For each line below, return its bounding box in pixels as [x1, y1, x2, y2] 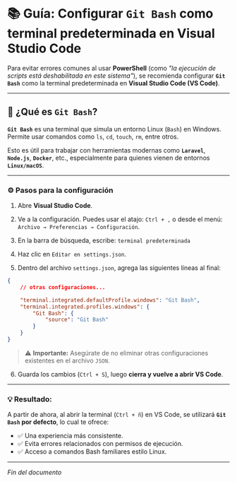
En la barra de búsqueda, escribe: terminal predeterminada [17, 236, 190, 245]
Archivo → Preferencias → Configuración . [17, 223, 140, 231]
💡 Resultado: [7, 394, 53, 404]
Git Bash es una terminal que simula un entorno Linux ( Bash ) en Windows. [7, 124, 222, 133]
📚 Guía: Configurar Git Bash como [7, 6, 214, 22]
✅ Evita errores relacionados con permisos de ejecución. [17, 440, 183, 448]
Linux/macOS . [7, 160, 44, 170]
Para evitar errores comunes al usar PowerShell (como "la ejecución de [7, 64, 217, 72]
